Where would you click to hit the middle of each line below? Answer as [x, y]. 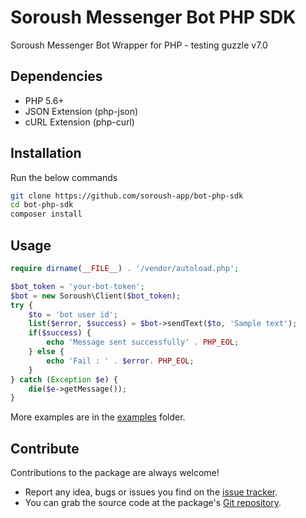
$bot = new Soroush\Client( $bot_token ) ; [96, 296]
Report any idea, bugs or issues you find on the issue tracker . [151, 492]
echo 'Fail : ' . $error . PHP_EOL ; [120, 361]
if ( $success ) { [60, 333]
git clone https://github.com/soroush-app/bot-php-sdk [127, 196]
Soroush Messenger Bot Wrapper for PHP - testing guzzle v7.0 [139, 45]
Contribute [45, 448]
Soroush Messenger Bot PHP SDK [153, 17]
